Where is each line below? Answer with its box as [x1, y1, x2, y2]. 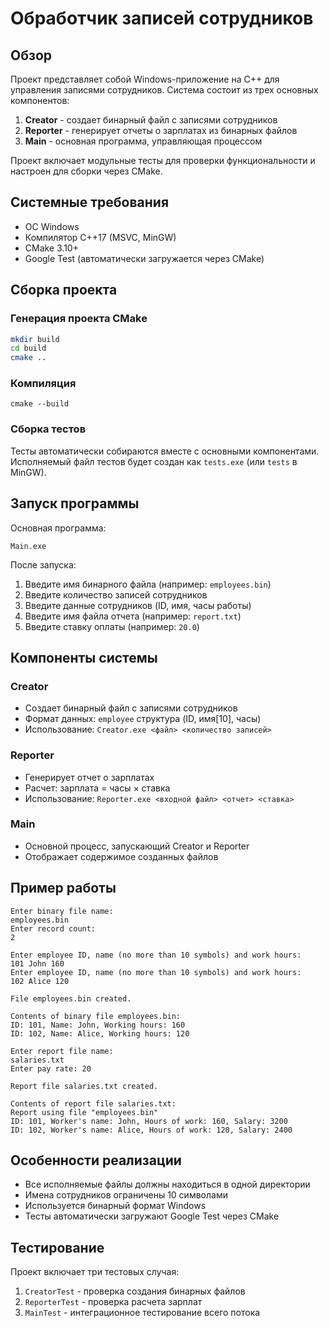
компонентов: [10, 95, 70, 106]
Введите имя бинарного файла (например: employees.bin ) [24, 578, 272, 590]
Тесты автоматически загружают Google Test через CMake [24, 1210, 280, 1222]
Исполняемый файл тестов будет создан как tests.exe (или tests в [10, 455, 298, 467]
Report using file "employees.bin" [10, 1107, 159, 1117]
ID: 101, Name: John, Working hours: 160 [10, 1020, 186, 1030]
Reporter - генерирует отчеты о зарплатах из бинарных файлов [24, 125, 298, 136]
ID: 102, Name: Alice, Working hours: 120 [10, 1028, 190, 1039]
